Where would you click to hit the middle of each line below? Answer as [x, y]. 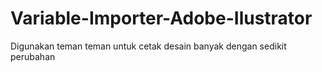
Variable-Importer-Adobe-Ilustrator [161, 18]
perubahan [33, 56]
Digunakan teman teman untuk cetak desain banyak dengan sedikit [148, 46]
